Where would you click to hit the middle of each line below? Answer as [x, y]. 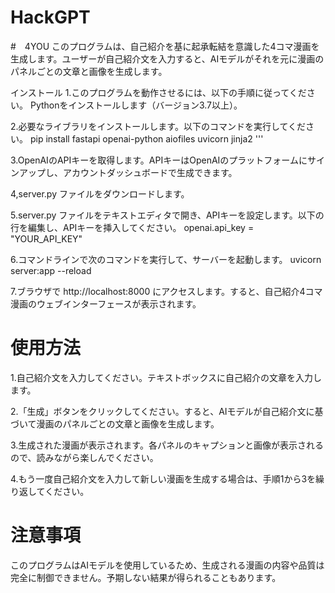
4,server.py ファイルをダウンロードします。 [100, 193]
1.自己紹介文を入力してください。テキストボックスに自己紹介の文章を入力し [166, 377]
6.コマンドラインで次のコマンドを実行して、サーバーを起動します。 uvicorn [166, 259]
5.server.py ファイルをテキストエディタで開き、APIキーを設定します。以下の [167, 215]
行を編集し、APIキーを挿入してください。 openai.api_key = [132, 227]
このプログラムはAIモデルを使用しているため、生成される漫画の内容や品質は [167, 565]
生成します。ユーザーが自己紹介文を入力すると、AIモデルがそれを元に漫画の [167, 58]
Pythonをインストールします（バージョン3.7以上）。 [136, 105]
